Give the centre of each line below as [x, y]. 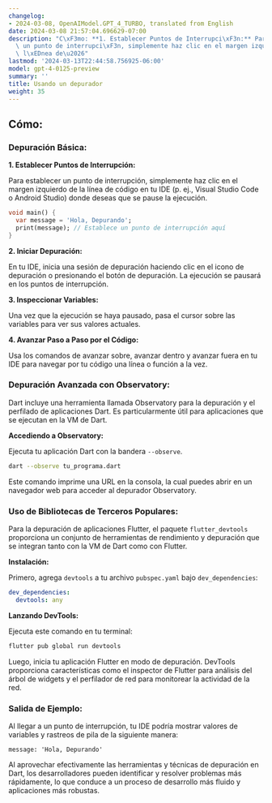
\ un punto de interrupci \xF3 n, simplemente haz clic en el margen [132, 46]
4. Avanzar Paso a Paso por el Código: [74, 339]
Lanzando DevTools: [44, 615]
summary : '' [28, 76]
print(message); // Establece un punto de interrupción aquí [121, 228]
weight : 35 [27, 91]
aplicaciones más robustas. [54, 790]
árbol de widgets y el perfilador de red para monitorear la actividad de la [129, 679]
